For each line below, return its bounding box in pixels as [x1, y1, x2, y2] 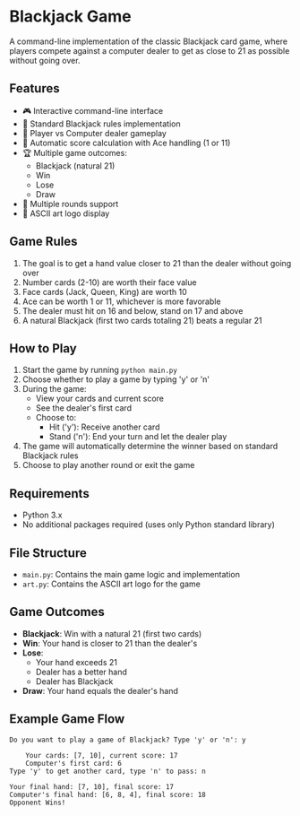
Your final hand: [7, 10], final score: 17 [9, 782, 175, 791]
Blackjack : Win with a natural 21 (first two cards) [21, 628, 202, 638]
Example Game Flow [9, 711, 125, 727]
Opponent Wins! [9, 798, 66, 807]
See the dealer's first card [35, 403, 133, 413]
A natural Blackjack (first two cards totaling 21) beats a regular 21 [21, 315, 262, 326]
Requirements [9, 486, 90, 501]
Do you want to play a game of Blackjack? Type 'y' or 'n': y [9, 735, 246, 744]
